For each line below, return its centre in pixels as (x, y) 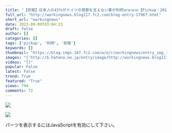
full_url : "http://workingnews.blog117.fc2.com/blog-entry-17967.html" (83, 15)
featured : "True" (24, 81)
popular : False (21, 67)
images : (14, 57)
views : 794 (17, 86)
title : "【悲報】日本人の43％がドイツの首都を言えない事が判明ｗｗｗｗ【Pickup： (83, 10)
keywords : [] (19, 48)
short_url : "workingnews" (33, 19)
